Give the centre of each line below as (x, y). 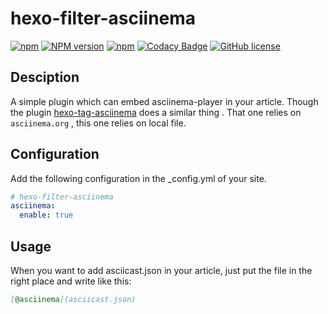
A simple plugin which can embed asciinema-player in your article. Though (164, 101)
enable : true (46, 215)
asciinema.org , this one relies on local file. (98, 123)
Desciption (45, 77)
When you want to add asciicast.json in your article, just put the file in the (161, 270)
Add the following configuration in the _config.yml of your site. (138, 178)
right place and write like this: (71, 281)
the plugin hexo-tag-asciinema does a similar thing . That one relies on (156, 112)
